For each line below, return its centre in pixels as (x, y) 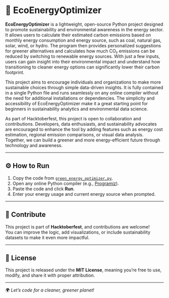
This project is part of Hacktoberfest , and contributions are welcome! (77, 227)
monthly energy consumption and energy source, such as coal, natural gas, (83, 40)
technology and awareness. (34, 145)
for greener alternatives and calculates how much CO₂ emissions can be (80, 51)
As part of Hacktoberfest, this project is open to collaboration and (73, 118)
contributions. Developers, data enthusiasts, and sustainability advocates (81, 124)
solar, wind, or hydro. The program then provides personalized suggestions (83, 45)
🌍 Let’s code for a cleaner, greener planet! (50, 290)
